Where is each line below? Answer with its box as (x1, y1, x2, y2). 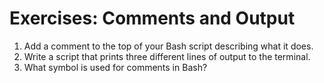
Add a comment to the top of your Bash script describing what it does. (23, 40, 314, 52)
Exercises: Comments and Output (9, 7, 296, 30)
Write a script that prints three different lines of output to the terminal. (23, 50, 311, 62)
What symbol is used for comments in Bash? (23, 61, 208, 73)
